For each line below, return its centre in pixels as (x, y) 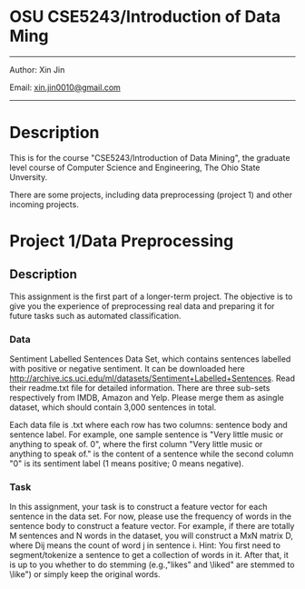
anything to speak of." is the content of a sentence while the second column (152, 454)
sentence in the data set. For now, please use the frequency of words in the (151, 516)
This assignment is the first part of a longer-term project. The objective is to (151, 296)
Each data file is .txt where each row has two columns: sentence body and (148, 425)
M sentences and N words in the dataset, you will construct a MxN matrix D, (151, 536)
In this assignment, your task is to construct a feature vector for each (138, 507)
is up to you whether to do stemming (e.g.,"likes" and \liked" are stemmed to (152, 564)
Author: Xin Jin (37, 69)
